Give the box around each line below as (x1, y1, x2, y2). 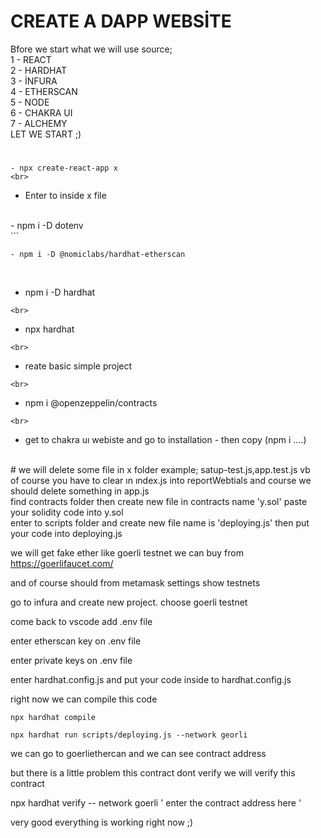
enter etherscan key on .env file (10, 635, 142, 647)
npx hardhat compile (10, 713, 97, 723)
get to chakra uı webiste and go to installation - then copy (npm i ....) (24, 434, 307, 446)
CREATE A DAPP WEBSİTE (10, 10, 232, 33)
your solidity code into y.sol (10, 506, 124, 519)
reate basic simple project (24, 360, 133, 372)
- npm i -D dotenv (10, 220, 84, 232)
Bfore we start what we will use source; (10, 43, 173, 55)
